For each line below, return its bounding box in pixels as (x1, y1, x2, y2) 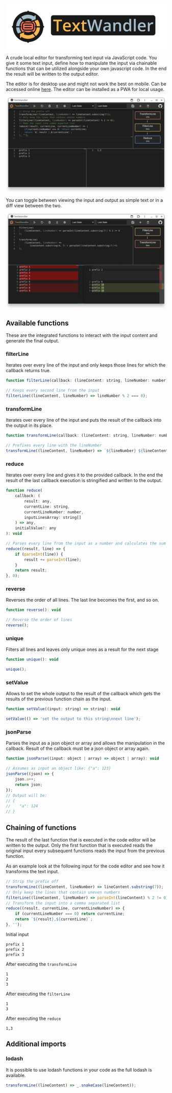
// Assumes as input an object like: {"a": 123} (6, 766, 111, 771)
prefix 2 (6, 947, 24, 952)
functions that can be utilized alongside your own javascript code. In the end (6, 65, 167, 72)
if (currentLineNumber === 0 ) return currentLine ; (15, 912, 125, 917)
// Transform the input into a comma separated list (6, 900, 120, 906)
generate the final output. (6, 338, 59, 344)
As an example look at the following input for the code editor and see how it (6, 863, 165, 869)
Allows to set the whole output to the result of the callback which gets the (6, 691, 161, 697)
